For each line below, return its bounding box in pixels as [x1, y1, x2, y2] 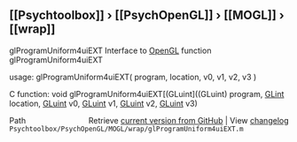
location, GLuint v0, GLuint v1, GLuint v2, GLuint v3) [9, 98, 198, 108]
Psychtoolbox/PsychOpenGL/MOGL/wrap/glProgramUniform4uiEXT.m [9, 124, 244, 133]
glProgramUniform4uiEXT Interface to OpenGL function [9, 45, 212, 56]
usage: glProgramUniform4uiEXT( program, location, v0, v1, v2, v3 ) [9, 71, 257, 82]
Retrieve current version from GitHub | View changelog [88, 115, 289, 125]
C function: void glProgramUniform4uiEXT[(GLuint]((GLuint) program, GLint [9, 88, 285, 99]
